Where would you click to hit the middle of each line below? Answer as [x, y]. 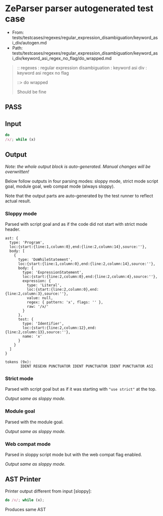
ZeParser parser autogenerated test [79, 9]
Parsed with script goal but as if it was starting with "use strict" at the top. [81, 389]
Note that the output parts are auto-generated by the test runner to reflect [79, 196]
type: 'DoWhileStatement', [45, 259]
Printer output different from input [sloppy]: [48, 491]
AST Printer [23, 479]
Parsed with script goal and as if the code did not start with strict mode [76, 224]
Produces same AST [26, 509]
